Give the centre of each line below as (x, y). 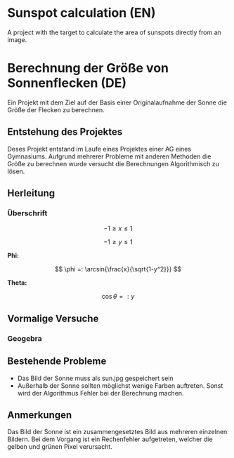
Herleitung (31, 193)
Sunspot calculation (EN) (82, 13)
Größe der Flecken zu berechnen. (56, 109)
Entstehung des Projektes (65, 132)
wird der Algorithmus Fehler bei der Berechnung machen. (100, 393)
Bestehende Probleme (57, 362)
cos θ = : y (118, 297)
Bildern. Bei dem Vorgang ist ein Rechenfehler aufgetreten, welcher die (110, 439)
